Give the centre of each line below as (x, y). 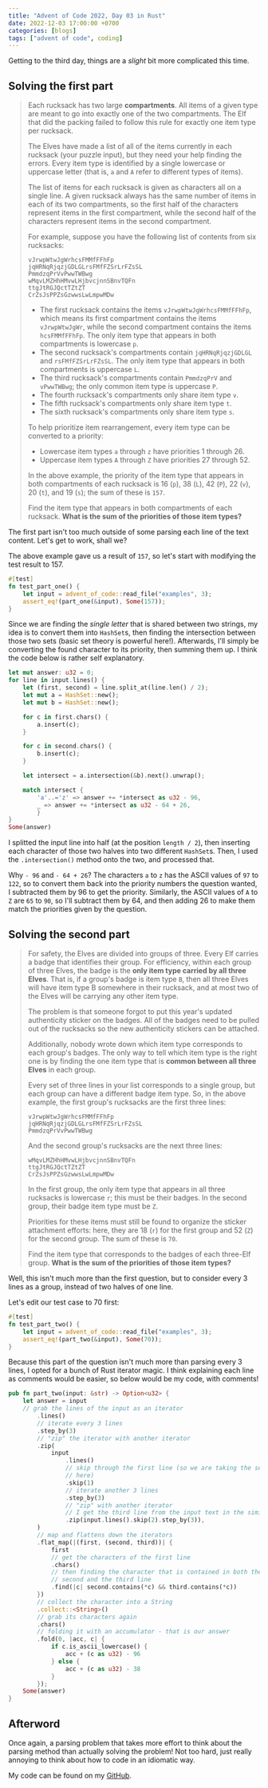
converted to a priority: (65, 436)
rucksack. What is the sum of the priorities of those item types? (135, 516)
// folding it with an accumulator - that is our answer (133, 1632)
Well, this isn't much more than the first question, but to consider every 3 (128, 1278)
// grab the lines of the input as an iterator (103, 1409)
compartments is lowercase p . (89, 344)
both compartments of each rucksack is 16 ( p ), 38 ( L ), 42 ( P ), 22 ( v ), (139, 484)
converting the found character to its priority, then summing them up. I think (133, 650)
